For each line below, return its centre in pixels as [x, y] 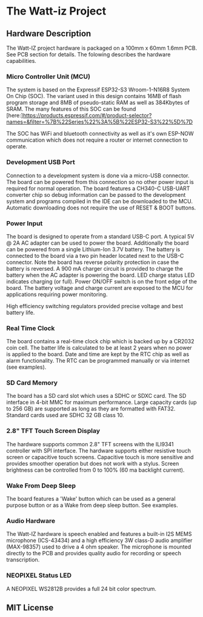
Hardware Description [49, 34]
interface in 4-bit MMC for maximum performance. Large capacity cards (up [101, 402]
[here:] [15, 116]
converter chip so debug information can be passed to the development [96, 194]
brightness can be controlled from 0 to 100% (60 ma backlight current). [95, 470]
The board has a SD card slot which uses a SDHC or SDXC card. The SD [96, 396]
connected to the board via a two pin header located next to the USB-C [95, 256]
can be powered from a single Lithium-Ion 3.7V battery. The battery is [93, 249]
